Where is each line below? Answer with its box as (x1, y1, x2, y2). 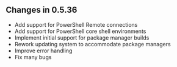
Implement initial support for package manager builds (14, 33, 150, 41)
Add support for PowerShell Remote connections (14, 21, 138, 28)
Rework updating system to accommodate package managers (14, 40, 172, 48)
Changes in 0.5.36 (5, 5, 78, 15)
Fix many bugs (14, 53, 52, 60)
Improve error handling (14, 47, 73, 54)
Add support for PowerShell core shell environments (14, 27, 146, 35)
